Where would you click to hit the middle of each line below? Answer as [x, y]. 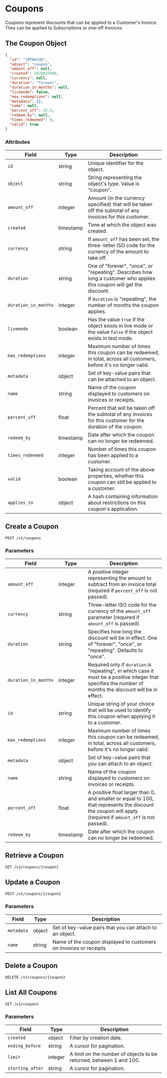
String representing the [115, 177]
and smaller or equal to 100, [121, 799]
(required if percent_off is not [123, 591]
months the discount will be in [123, 690]
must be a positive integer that [123, 677]
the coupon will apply [113, 811]
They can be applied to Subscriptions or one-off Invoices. [64, 27]
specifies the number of [116, 683]
